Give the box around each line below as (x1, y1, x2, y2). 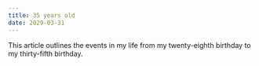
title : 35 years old (8, 11, 76, 20)
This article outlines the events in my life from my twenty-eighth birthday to (8, 40, 251, 49)
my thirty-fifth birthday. (8, 49, 84, 58)
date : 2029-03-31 (8, 19, 65, 27)
